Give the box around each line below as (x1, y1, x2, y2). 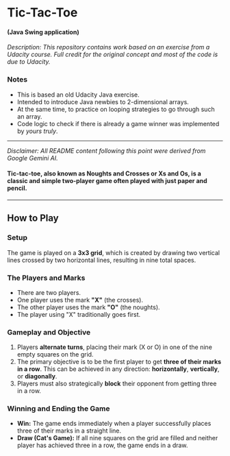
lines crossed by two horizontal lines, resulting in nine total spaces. (7, 256, 196, 264)
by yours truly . (16, 127, 58, 135)
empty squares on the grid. (16, 350, 94, 359)
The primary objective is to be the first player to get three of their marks (16, 358, 222, 366)
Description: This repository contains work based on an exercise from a (7, 43, 210, 51)
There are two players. (16, 288, 81, 296)
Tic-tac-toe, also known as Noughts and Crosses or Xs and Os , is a (7, 169, 202, 178)
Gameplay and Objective (7, 327, 91, 337)
